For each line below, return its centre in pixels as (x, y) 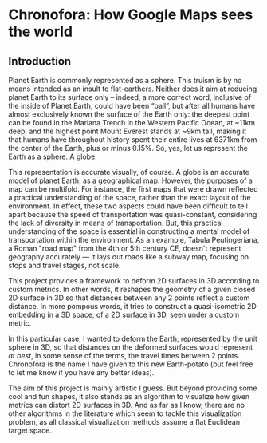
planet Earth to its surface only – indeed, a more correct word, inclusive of (130, 97)
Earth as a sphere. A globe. (53, 156)
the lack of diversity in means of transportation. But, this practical (116, 223)
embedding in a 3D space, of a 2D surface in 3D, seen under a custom (124, 314)
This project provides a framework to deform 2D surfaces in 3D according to (134, 281)
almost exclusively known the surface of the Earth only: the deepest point (129, 114)
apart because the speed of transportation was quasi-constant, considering (133, 214)
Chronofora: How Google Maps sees (131, 15)
